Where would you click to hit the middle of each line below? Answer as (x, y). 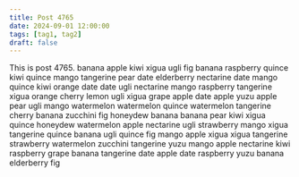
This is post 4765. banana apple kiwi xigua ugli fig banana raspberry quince (149, 68)
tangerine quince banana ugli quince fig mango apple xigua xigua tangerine (149, 134)
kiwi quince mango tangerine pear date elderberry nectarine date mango (144, 78)
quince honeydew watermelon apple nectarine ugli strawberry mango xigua (149, 125)
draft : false (34, 42)
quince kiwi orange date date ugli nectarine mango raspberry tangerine (141, 87)
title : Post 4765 (42, 17)
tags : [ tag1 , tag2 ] (46, 34)
